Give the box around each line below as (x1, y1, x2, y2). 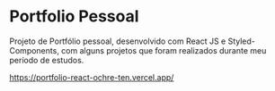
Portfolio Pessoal (9, 6, 139, 27)
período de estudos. (9, 54, 84, 65)
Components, (9, 45, 60, 55)
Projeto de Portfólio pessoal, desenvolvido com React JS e (9, 36, 226, 46)
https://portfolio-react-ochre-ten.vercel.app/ (9, 71, 174, 82)
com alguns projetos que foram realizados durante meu (61, 45, 267, 55)
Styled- (227, 36, 256, 46)
